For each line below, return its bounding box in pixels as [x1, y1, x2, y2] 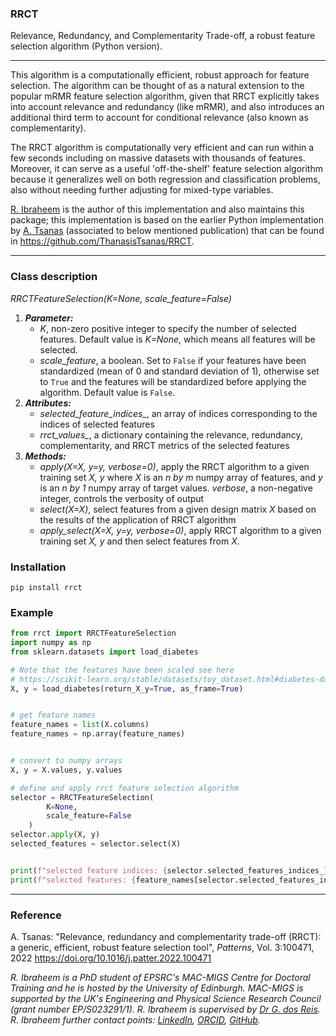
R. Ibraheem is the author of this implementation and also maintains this [10, 203, 305, 216]
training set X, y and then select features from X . [39, 535, 240, 547]
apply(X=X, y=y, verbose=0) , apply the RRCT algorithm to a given [39, 460, 310, 472]
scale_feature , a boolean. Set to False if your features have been [39, 354, 307, 366]
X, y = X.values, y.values [10, 765, 123, 775]
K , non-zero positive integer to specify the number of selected [39, 322, 297, 334]
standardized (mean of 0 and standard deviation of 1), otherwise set [39, 365, 320, 377]
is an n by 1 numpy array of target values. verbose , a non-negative [39, 482, 313, 494]
